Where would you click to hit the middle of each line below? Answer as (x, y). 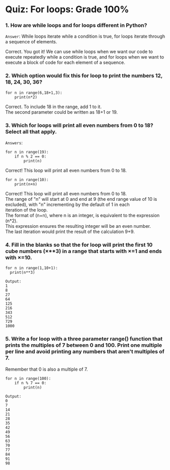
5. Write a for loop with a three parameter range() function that (84, 339)
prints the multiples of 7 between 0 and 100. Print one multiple (84, 345)
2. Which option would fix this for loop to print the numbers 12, (84, 76)
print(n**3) (23, 273)
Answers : (14, 143)
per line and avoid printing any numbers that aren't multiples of (85, 352)
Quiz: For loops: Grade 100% (67, 9)
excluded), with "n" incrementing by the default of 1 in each (67, 204)
